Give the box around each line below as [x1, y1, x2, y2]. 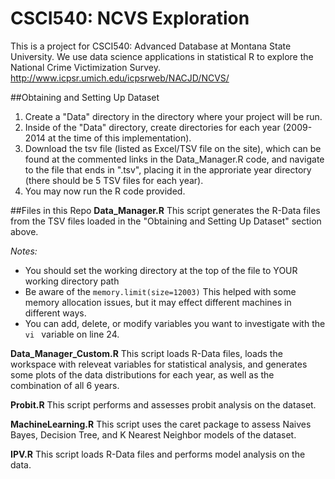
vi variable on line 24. [24, 328, 120, 340]
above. [10, 225, 39, 237]
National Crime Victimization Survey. [10, 61, 161, 73]
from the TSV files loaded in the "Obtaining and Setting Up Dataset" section [10, 215, 322, 227]
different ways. [24, 307, 87, 319]
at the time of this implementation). [47, 132, 192, 144]
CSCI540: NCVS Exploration [10, 7, 250, 30]
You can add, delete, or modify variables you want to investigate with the [24, 317, 326, 329]
